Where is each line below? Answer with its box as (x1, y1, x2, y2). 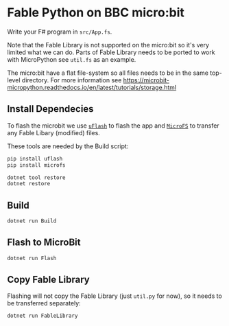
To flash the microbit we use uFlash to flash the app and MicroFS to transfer (7, 121, 219, 130)
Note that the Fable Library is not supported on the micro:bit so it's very (7, 40, 210, 49)
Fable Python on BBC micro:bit (7, 5, 185, 21)
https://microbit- (123, 75, 170, 84)
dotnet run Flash (7, 255, 57, 261)
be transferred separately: (7, 299, 81, 307)
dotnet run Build (7, 218, 57, 224)
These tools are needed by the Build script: (7, 142, 129, 150)
